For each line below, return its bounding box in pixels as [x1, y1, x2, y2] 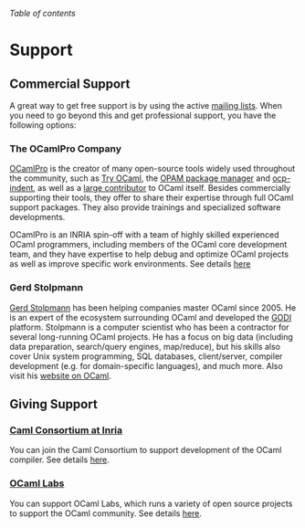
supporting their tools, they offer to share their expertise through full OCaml [9, 192, 294, 204]
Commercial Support [9, 76, 131, 91]
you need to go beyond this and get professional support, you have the [9, 110, 277, 121]
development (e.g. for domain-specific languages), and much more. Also [9, 360, 283, 371]
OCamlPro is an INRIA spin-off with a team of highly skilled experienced [9, 229, 280, 240]
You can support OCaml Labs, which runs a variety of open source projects [9, 498, 293, 509]
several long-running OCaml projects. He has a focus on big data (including [9, 331, 294, 342]
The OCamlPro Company [9, 142, 121, 154]
